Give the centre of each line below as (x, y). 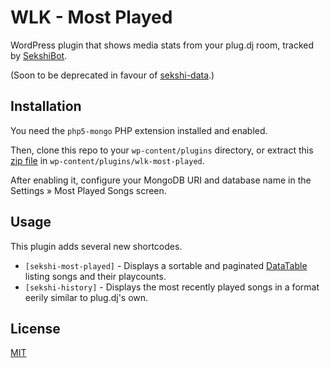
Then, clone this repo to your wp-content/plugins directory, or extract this (162, 150)
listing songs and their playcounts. (95, 276)
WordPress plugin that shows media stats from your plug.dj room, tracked (162, 45)
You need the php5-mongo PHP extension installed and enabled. (139, 130)
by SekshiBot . (39, 55)
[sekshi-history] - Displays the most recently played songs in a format (172, 287)
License (35, 328)
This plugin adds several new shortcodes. (96, 246)
